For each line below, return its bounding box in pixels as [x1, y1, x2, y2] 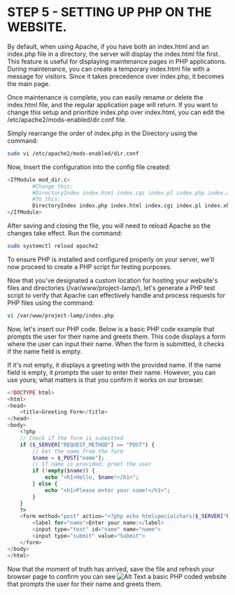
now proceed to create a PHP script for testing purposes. [7, 262, 172, 271]
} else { [32, 481, 58, 488]
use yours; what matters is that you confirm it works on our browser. [7, 376, 204, 384]
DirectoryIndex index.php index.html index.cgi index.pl [32, 203, 201, 210]
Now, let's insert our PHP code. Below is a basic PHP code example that [7, 324, 215, 333]
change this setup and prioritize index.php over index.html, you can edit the [7, 108, 225, 116]
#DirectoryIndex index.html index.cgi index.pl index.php [32, 189, 205, 196]
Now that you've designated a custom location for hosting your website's [7, 276, 218, 285]
